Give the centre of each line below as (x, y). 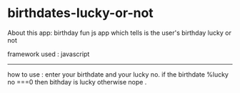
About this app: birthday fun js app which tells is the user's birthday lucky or (120, 33)
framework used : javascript (49, 54)
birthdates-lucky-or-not (80, 13)
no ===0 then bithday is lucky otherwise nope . (77, 82)
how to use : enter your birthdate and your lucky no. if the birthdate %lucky (118, 74)
